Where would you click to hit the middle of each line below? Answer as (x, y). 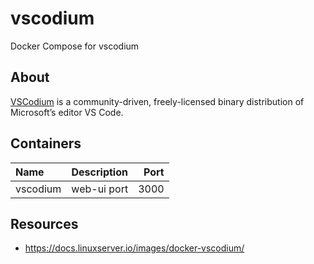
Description (99, 172)
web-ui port (100, 189)
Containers (46, 143)
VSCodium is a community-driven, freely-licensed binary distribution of (157, 101)
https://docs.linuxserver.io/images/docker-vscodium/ (134, 248)
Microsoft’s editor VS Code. (67, 112)
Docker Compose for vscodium (75, 46)
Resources (44, 223)
